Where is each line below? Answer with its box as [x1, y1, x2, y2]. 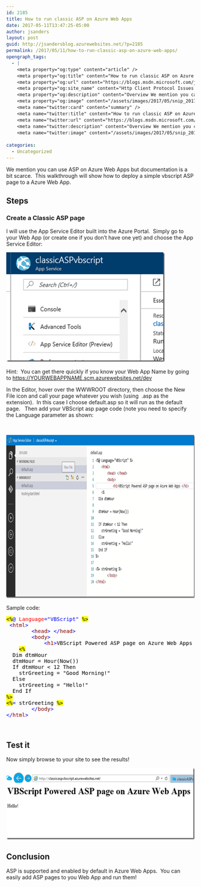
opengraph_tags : [6, 54, 47, 60]
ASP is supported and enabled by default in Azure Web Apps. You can [6, 867, 181, 874]
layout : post [6, 35, 39, 41]
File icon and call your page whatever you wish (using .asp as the [6, 392, 169, 399]
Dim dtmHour [12, 652, 48, 658]
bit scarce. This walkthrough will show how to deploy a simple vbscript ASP [6, 172, 194, 179]
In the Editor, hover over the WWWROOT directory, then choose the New [6, 386, 185, 393]
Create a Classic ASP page [6, 214, 86, 222]
